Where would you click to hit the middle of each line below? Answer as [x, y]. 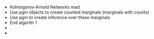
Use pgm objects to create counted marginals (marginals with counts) [79, 12]
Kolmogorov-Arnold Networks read [45, 7]
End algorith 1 [23, 22]
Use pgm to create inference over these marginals [60, 17]
